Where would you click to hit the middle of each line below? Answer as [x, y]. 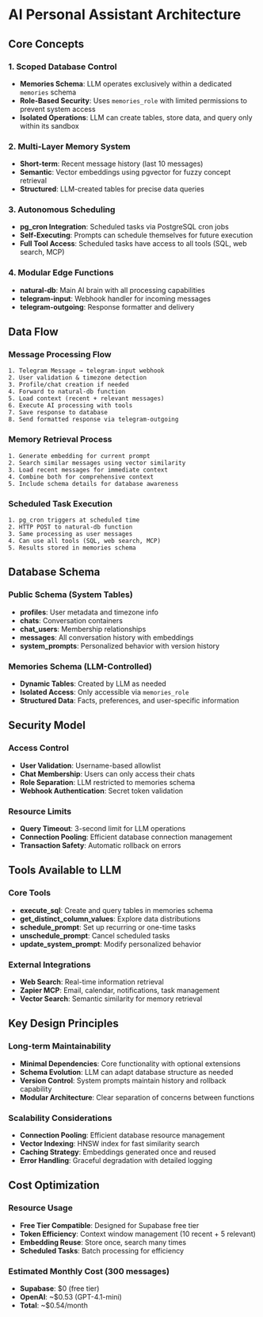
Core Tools [30, 893]
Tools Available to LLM [65, 870]
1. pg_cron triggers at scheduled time [74, 520]
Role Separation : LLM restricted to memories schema [107, 782]
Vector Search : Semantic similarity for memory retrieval [111, 999]
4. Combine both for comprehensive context [81, 477]
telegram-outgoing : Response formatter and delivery [107, 306]
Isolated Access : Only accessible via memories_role [104, 692]
